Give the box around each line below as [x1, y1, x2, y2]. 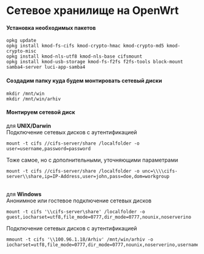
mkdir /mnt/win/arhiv [6, 95, 61, 102]
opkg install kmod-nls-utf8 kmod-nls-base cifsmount [6, 53, 143, 60]
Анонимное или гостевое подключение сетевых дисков [6, 197, 152, 204]
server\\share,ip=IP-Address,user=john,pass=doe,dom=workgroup [6, 173, 170, 179]
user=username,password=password [6, 145, 91, 152]
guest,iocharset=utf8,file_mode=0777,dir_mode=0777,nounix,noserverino [6, 214, 191, 220]
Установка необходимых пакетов [6, 24, 96, 31]
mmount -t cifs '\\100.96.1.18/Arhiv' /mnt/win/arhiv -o [6, 236, 154, 242]
